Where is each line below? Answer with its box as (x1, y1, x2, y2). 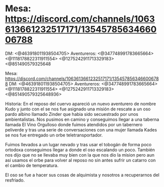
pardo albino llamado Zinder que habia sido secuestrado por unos (5, 111, 138, 117)
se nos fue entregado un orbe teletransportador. (5, 132, 103, 138)
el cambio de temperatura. (5, 162, 59, 168)
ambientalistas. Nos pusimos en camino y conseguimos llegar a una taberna (5, 116, 160, 122)
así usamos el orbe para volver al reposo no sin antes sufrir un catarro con (5, 157, 156, 163)
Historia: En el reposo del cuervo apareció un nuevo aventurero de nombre (5, 101, 156, 107)
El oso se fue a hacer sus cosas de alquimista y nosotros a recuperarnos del (5, 172, 160, 178)
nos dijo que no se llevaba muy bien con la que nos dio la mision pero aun (5, 152, 155, 158)
